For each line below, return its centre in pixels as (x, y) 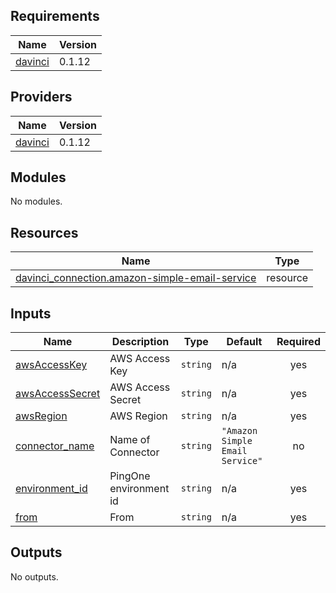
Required (298, 342)
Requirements (55, 16)
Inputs (31, 313)
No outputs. (34, 576)
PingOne (130, 476)
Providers (41, 97)
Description (140, 342)
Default (244, 342)
